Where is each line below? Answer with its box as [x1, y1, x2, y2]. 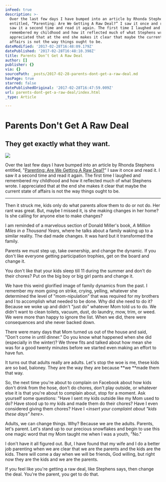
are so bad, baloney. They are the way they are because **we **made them [5, 365, 160, 371]
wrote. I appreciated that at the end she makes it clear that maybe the [5, 183, 147, 189]
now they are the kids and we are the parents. [5, 456, 99, 462]
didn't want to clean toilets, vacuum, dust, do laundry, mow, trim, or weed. [5, 309, 156, 315]
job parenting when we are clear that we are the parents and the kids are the [5, 446, 161, 452]
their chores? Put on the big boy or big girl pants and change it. [5, 273, 134, 279]
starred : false [5, 80, 37, 85]
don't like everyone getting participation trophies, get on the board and [5, 253, 150, 259]
